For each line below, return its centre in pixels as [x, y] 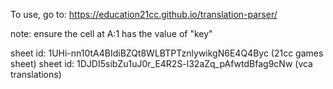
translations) [36, 74]
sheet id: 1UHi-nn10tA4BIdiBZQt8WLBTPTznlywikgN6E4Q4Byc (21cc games [167, 53]
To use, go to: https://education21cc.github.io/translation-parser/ [144, 14]
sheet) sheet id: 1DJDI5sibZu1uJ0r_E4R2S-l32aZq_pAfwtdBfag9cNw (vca [161, 63]
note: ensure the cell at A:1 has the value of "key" [111, 33]
